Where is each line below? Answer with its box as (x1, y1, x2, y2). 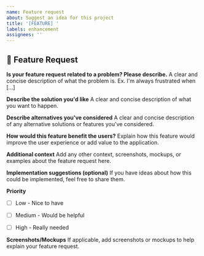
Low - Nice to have (15, 199, 64, 206)
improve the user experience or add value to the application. (6, 138, 159, 146)
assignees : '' (6, 32, 43, 38)
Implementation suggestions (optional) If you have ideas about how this (6, 169, 192, 176)
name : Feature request (6, 9, 65, 15)
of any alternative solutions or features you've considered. (6, 120, 155, 127)
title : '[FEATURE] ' (6, 20, 60, 26)
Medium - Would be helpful (15, 212, 85, 219)
